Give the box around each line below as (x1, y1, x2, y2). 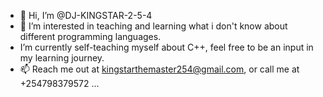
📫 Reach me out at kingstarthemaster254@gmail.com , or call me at (19, 63, 300, 75)
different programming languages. (19, 31, 162, 42)
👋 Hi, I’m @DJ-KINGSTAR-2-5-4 (19, 10, 153, 21)
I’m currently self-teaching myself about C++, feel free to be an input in (19, 41, 314, 53)
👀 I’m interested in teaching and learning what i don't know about (19, 20, 288, 32)
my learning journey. (19, 52, 105, 64)
